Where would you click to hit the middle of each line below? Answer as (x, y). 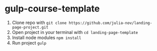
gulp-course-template (52, 9)
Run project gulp (29, 42)
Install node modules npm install (47, 37)
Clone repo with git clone (39, 22)
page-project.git (30, 27)
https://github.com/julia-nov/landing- (110, 23)
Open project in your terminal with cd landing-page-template (75, 32)
